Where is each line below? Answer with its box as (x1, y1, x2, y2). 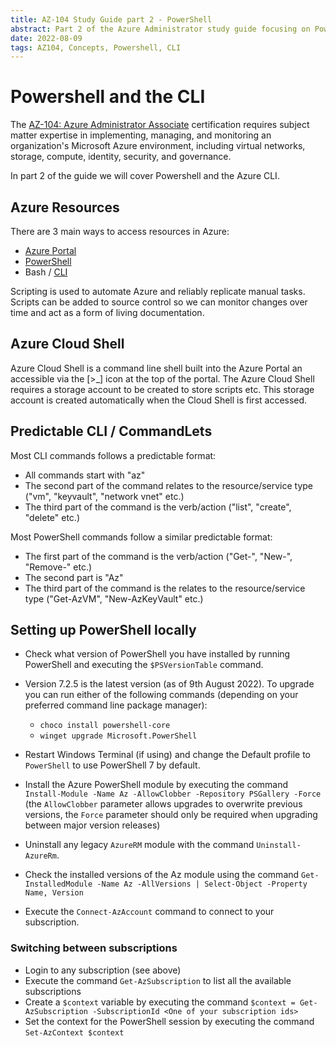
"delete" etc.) (24, 511, 81, 523)
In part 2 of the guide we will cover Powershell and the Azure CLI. (10, 170, 280, 182)
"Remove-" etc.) (24, 561, 93, 573)
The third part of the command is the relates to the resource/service (24, 582, 306, 594)
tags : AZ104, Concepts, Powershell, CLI (10, 42, 182, 53)
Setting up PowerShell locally (10, 622, 197, 639)
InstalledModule (24, 879, 93, 890)
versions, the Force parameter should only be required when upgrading (24, 809, 318, 821)
